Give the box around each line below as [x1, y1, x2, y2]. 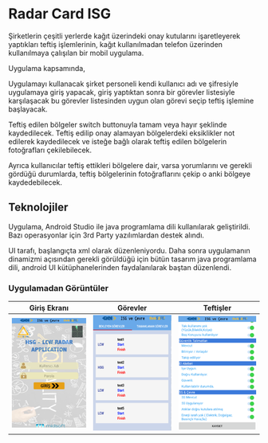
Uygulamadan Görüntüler [8, 282, 109, 293]
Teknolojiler [8, 201, 69, 214]
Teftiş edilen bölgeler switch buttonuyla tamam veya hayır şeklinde [8, 120, 227, 129]
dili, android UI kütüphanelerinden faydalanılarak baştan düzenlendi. [8, 262, 232, 272]
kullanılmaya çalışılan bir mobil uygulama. [8, 48, 144, 57]
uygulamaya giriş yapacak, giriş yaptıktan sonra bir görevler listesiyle [8, 87, 235, 96]
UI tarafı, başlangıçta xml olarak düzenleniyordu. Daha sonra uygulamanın [8, 245, 250, 255]
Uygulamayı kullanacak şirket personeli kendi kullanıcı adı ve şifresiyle [8, 79, 239, 88]
